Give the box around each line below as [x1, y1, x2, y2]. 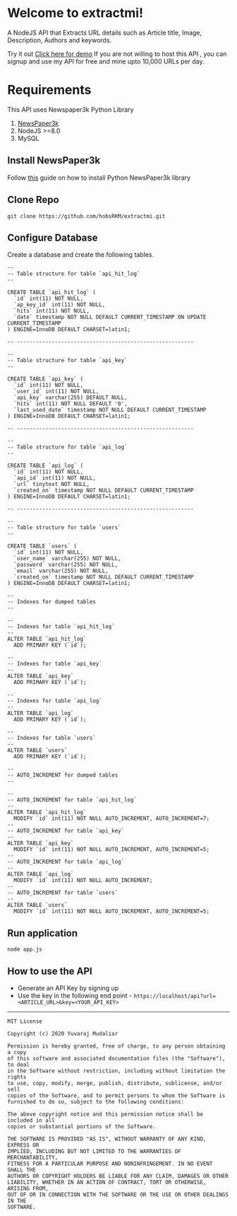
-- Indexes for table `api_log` [7, 697, 102, 705]
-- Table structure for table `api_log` [7, 444, 128, 451]
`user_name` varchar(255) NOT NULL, [13, 555, 121, 562]
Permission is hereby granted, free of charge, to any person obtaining [7, 1042, 226, 1050]
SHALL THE [7, 1166, 37, 1174]
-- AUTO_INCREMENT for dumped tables [7, 772, 119, 779]
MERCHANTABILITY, [7, 1154, 59, 1161]
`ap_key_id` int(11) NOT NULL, [13, 301, 106, 308]
